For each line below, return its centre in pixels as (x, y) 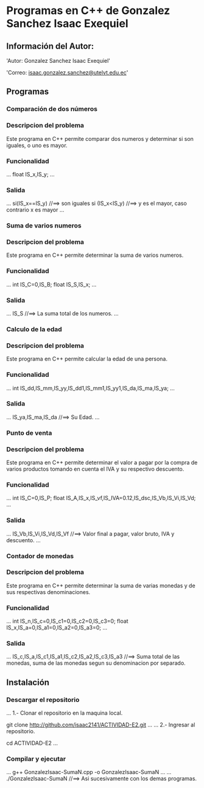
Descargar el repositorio (43, 700)
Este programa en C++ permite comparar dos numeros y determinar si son (100, 138)
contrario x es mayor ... (35, 210)
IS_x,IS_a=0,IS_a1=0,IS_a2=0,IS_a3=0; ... (57, 628)
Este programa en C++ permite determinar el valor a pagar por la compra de (102, 463)
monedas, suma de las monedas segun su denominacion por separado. (96, 663)
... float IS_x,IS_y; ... (30, 174)
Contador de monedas (40, 556)
